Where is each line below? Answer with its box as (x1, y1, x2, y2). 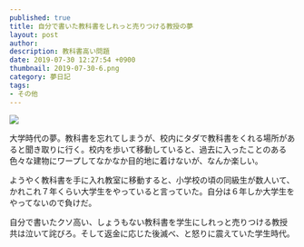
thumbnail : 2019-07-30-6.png (9, 64, 120, 74)
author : (9, 38, 39, 48)
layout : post (9, 30, 59, 39)
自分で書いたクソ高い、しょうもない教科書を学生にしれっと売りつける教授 (9, 216, 289, 227)
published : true (9, 13, 71, 23)
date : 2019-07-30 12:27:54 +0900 (9, 55, 136, 64)
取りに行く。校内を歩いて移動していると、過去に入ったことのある (40, 143, 288, 154)
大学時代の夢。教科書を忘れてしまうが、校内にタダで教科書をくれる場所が (9, 133, 288, 143)
